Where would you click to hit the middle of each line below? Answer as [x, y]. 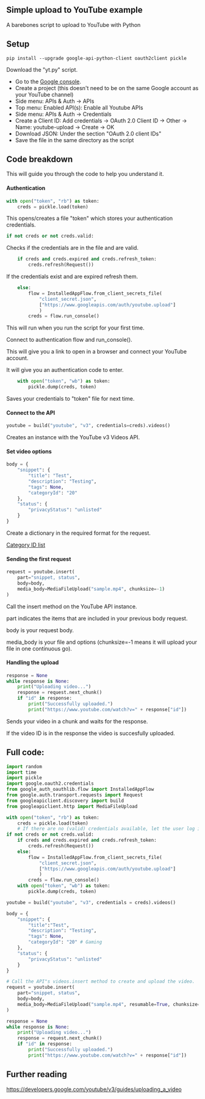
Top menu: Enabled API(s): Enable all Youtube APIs [79, 107]
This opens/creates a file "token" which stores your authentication [90, 218]
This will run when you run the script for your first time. [75, 328]
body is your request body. [40, 630]
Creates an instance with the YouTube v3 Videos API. [73, 437]
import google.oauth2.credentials [50, 784]
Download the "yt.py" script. [42, 69]
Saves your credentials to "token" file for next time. [70, 399]
